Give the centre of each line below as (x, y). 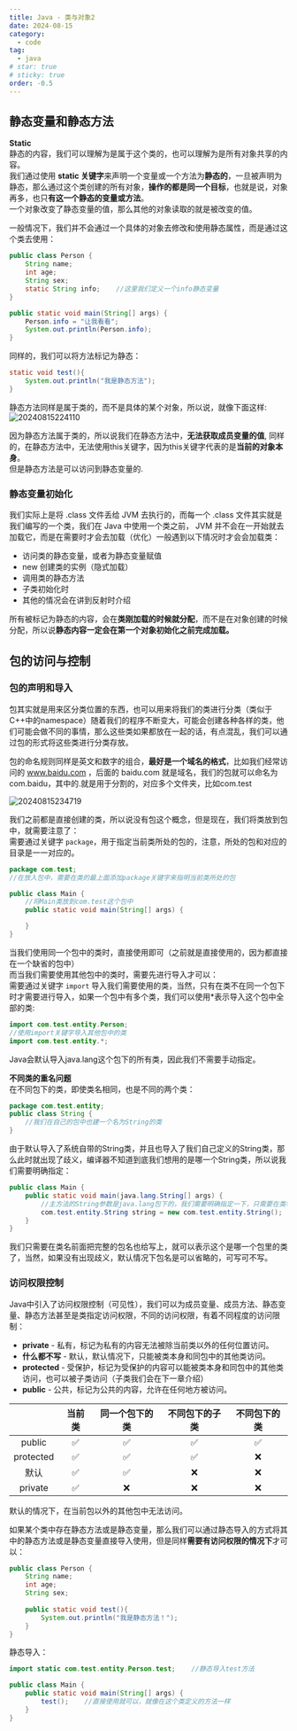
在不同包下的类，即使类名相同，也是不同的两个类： (102, 1089)
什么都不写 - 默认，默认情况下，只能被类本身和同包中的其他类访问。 (146, 1356)
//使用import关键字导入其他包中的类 (68, 1033)
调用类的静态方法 (53, 578)
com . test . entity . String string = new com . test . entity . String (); (162, 1212)
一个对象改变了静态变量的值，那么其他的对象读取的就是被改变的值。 (133, 209)
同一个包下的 (127, 1413)
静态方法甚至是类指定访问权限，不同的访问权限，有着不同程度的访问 (148, 1315)
